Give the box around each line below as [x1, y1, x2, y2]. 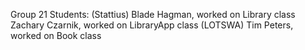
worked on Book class [10, 30, 102, 41]
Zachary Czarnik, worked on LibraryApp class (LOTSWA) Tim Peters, [10, 19, 294, 31]
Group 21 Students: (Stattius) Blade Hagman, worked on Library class [10, 9, 296, 20]
